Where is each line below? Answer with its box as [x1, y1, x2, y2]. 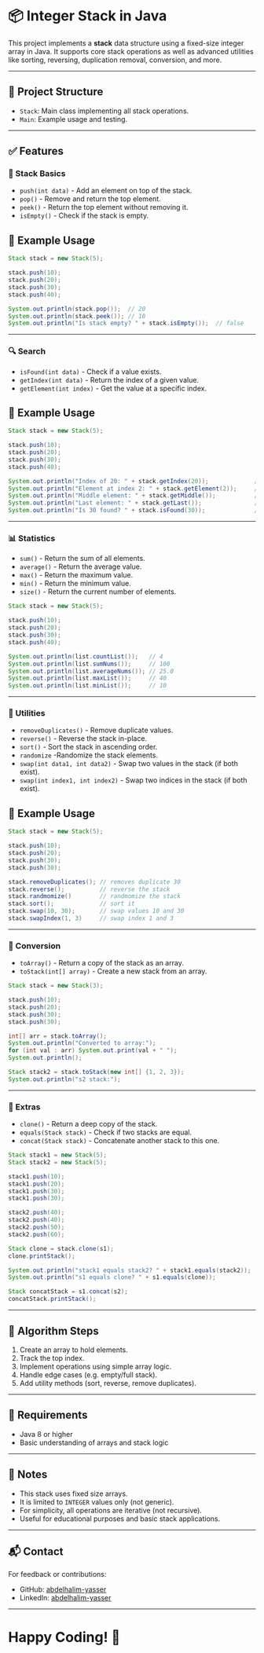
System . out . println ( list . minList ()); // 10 [8, 682, 167, 690]
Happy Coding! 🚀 [8, 1628, 121, 1646]
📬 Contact [8, 1545, 64, 1558]
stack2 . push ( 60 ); [8, 1230, 65, 1238]
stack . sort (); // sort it [8, 900, 135, 908]
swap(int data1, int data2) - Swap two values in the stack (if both [19, 759, 238, 768]
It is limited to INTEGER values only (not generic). [19, 1497, 174, 1506]
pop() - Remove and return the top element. [19, 194, 161, 203]
